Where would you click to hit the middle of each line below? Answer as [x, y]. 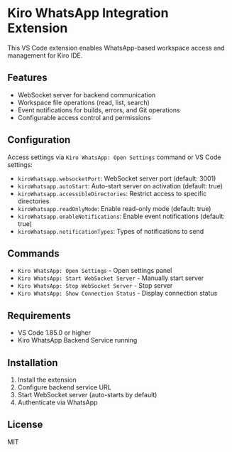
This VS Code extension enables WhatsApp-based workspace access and [116, 48]
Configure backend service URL [64, 387]
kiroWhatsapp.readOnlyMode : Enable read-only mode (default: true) [114, 208]
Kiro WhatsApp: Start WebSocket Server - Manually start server [111, 278]
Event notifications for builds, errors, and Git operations [99, 110]
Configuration [39, 140]
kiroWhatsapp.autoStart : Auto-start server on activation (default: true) [120, 185]
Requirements [39, 315]
